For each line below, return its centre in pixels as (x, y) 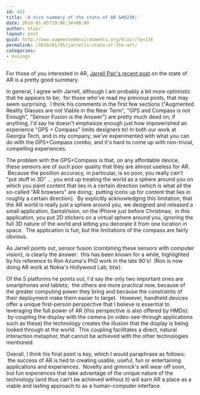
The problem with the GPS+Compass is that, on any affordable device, (93, 160)
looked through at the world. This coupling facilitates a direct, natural (92, 329)
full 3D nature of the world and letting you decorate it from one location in (97, 224)
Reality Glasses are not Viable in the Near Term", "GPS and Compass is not (98, 110)
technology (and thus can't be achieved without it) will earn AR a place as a (99, 379)
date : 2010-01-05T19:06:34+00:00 (48, 23)
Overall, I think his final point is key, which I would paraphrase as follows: (96, 354)
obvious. (17, 236)
